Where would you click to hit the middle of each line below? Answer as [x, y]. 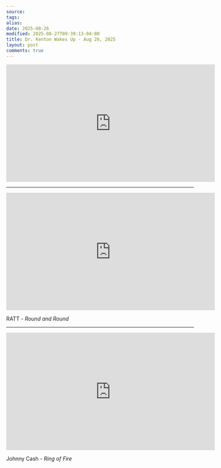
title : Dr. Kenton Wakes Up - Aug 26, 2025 [61, 39]
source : [16, 12]
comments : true [25, 51]
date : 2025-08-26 [28, 28]
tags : [13, 17]
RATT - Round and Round [38, 318]
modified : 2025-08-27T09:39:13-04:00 [53, 34]
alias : [14, 23]
